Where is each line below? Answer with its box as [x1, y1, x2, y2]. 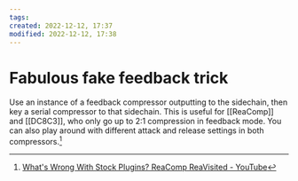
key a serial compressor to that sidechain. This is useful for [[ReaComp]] [9, 106, 274, 117]
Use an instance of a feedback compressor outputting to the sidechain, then [9, 97, 288, 107]
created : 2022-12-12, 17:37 [9, 21, 114, 30]
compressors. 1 [9, 135, 63, 146]
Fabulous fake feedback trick [9, 67, 229, 88]
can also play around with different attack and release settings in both [9, 125, 264, 136]
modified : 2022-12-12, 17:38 [9, 29, 117, 38]
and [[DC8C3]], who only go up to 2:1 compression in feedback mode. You [9, 116, 282, 127]
